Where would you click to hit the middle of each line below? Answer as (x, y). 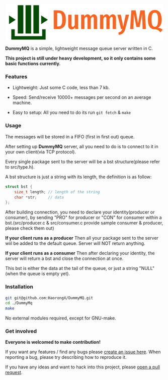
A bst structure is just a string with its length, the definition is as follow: (78, 177)
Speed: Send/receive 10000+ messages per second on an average (82, 97)
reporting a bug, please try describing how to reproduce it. (66, 357)
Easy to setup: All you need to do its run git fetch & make (72, 113)
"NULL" (147, 268)
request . (14, 372)
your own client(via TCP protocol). (41, 152)
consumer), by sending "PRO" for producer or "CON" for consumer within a (83, 218)
